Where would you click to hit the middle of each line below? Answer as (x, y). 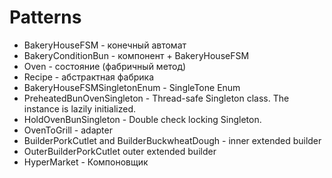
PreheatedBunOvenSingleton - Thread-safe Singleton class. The (156, 98)
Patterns (45, 17)
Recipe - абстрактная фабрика (89, 77)
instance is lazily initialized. (80, 108)
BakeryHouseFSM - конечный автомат (105, 45)
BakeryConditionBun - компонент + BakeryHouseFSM (136, 55)
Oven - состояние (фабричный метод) (105, 66)
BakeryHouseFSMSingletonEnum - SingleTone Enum (132, 87)
